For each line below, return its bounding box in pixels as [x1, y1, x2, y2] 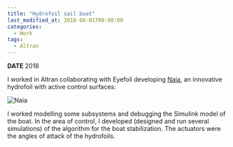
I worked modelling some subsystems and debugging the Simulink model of [7, 109, 226, 118]
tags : [7, 36, 23, 43]
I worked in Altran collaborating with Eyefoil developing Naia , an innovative [7, 75, 223, 84]
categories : [7, 23, 42, 30]
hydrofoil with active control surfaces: [7, 83, 117, 91]
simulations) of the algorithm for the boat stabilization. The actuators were [7, 125, 221, 132]
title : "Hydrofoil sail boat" [7, 10, 96, 17]
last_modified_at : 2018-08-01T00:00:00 [7, 17, 124, 24]
